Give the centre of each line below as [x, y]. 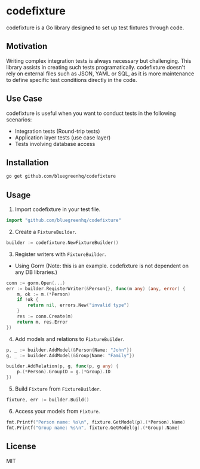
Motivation [27, 46]
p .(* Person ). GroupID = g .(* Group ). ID [64, 372]
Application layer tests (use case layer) [63, 137]
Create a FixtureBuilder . [45, 232]
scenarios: [19, 119]
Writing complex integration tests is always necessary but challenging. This [99, 60]
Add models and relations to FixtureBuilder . [70, 339]
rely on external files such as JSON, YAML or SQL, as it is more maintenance [100, 74]
